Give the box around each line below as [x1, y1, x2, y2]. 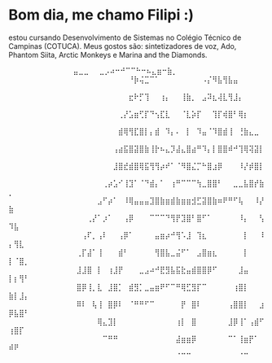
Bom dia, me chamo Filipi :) [8, 6, 194, 24]
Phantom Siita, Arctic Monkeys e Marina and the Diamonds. [8, 50, 208, 59]
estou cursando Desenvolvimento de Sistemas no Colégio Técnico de [8, 33, 242, 42]
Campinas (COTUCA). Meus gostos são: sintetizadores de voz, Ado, [8, 41, 237, 50]
